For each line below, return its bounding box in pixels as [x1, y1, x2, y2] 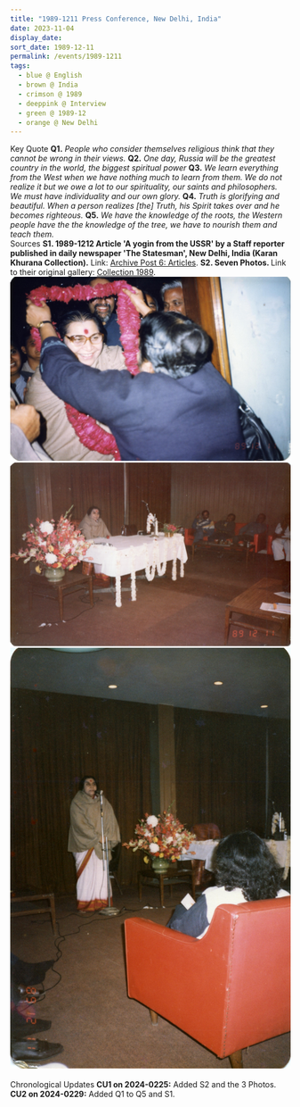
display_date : [10, 33, 63, 42]
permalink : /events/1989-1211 [10, 52, 123, 62]
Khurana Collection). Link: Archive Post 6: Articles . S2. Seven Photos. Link [10, 257, 287, 268]
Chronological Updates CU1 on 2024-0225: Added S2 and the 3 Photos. [10, 1078, 277, 1089]
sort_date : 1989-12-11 [10, 43, 94, 52]
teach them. [10, 229, 54, 240]
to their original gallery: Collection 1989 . [10, 267, 157, 278]
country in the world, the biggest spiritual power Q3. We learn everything [10, 162, 279, 173]
